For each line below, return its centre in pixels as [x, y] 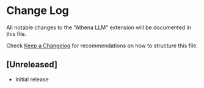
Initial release [32, 79]
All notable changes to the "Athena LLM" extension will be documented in [99, 27]
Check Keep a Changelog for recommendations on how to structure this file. [102, 46]
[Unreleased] [32, 65]
